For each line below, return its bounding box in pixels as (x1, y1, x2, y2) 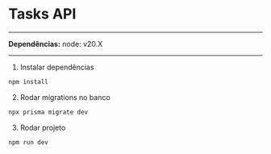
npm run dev (8, 138, 48, 146)
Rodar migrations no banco (19, 92, 110, 102)
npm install (8, 77, 48, 85)
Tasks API (8, 5, 77, 23)
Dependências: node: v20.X (8, 39, 103, 48)
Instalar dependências (19, 62, 94, 72)
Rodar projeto (19, 123, 66, 132)
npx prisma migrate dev (8, 108, 89, 116)
